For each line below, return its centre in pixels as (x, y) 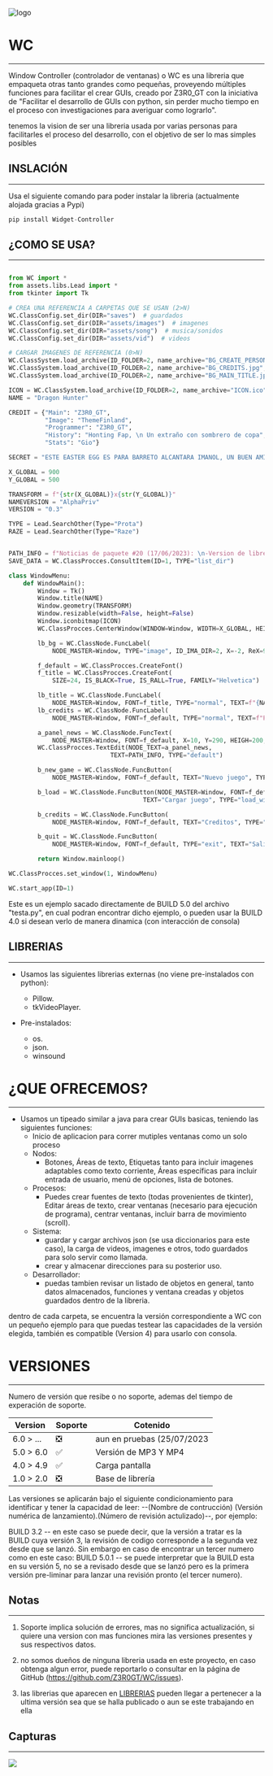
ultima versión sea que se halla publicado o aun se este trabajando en (137, 1702)
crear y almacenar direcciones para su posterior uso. (133, 1265)
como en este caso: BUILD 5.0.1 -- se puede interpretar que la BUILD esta (131, 1557)
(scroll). (57, 1222)
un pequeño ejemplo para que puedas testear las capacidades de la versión (135, 1325)
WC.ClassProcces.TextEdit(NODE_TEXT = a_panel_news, (125, 748)
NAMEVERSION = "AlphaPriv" (54, 502)
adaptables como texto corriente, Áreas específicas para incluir (151, 1170)
